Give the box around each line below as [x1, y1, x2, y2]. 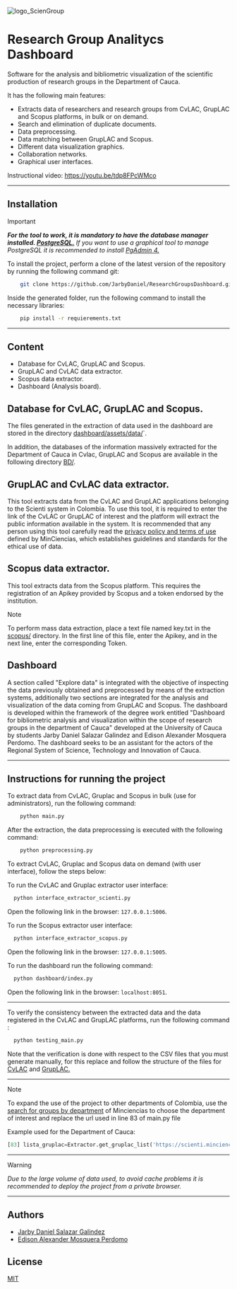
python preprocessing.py [20, 847, 93, 854]
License [7, 1256, 43, 1268]
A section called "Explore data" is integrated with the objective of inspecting [7, 678, 229, 686]
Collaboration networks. [17, 149, 88, 158]
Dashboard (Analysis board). [17, 382, 101, 391]
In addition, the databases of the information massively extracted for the [7, 443, 217, 451]
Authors [7, 1208, 44, 1220]
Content [7, 340, 44, 353]
